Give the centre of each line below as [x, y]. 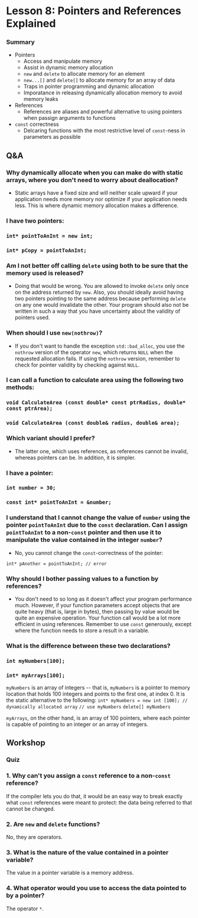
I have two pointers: [35, 221]
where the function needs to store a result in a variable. [82, 630]
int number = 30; [31, 488]
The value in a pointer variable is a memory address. [70, 873]
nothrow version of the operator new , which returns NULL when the [94, 352]
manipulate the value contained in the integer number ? [84, 540]
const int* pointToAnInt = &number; [59, 502]
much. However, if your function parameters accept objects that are [97, 605]
